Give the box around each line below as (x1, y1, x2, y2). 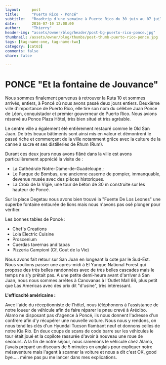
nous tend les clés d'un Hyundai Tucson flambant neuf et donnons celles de (5, 323, 160, 329)
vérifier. (5, 207, 21, 213)
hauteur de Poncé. (12, 187, 50, 193)
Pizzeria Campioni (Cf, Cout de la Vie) (12, 247, 89, 253)
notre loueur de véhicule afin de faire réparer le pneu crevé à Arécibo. (5, 307, 147, 313)
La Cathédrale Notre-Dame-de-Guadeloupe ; (12, 166, 104, 172)
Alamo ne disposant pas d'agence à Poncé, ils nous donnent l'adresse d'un (5, 312, 159, 319)
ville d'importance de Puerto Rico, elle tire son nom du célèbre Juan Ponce (5, 106, 158, 112)
